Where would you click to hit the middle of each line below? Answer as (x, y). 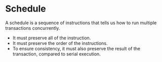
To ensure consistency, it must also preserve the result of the (76, 48)
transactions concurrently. (33, 28)
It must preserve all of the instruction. (52, 38)
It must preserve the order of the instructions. (60, 43)
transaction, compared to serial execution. (57, 54)
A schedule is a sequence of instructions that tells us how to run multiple (81, 23)
